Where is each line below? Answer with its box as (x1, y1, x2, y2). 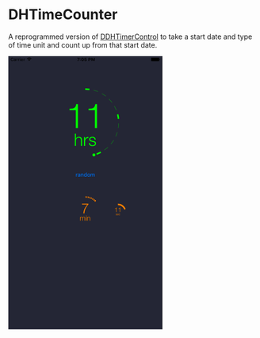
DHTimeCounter (8, 6, 118, 24)
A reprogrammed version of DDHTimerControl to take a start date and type (8, 32, 253, 41)
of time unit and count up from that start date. (8, 40, 158, 49)
